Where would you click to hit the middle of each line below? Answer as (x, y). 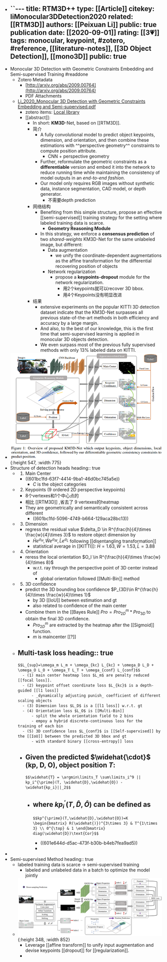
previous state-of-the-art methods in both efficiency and (99, 317)
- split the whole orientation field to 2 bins (82, 716)
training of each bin (40, 726)
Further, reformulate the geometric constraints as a (93, 161)
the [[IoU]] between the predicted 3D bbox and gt (72, 736)
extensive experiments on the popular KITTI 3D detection (100, 307)
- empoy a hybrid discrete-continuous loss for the (87, 721)
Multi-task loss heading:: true (66, 653)
